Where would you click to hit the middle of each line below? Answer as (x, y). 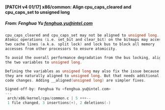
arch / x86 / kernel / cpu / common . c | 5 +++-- (49, 98)
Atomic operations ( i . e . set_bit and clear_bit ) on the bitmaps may (77, 40)
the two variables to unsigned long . (44, 62)
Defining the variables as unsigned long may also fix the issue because (82, 71)
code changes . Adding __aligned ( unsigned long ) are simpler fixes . (76, 80)
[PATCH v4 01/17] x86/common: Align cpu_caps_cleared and (68, 7)
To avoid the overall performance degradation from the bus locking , (78, 58)
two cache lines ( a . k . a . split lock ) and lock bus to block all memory (80, 44)
